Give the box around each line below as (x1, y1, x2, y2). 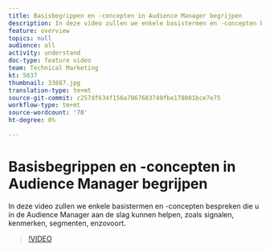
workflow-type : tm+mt (8, 101, 81, 109)
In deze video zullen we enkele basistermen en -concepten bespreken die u (8, 201, 260, 211)
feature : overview (8, 26, 70, 34)
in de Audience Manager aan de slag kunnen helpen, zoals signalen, (8, 209, 235, 219)
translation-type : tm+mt (8, 86, 92, 95)
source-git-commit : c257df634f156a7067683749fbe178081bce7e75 (8, 94, 221, 102)
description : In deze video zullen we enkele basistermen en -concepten (8, 19, 257, 27)
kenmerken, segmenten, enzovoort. (8, 218, 126, 228)
